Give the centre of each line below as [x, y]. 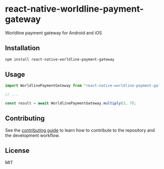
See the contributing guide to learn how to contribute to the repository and [80, 130]
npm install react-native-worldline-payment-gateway [60, 59]
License [17, 151]
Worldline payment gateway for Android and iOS [54, 33]
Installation [22, 48]
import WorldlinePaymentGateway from [43, 86]
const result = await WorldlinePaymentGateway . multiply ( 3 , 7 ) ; [71, 103]
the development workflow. [32, 135]
